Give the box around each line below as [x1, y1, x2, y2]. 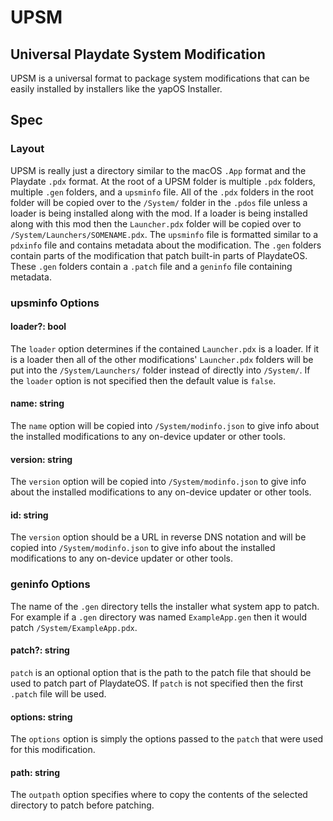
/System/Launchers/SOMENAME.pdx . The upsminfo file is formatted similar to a [10, 228, 319, 240]
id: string [10, 509, 49, 521]
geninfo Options [10, 577, 91, 591]
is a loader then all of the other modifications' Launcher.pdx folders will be [10, 353, 314, 365]
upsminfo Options [10, 296, 100, 310]
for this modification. [10, 744, 96, 756]
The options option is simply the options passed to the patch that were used [10, 733, 324, 745]
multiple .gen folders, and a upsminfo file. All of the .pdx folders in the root [10, 186, 314, 198]
